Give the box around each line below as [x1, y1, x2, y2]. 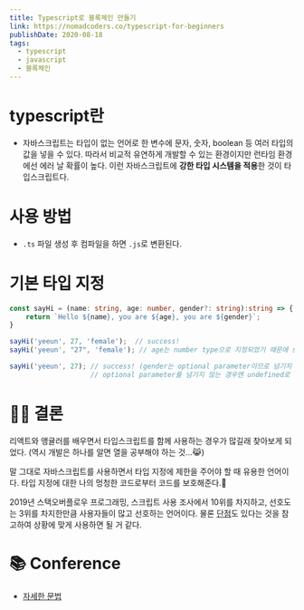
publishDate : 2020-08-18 [9, 30, 103, 39]
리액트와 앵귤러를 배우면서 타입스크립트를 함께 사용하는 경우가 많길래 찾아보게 [9, 435, 283, 446]
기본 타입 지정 [9, 273, 105, 294]
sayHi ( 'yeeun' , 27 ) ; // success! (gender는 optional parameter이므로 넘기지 [9, 362, 292, 372]
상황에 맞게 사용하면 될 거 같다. [33, 518, 142, 530]
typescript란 [9, 106, 104, 127]
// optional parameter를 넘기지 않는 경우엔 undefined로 [90, 370, 290, 379]
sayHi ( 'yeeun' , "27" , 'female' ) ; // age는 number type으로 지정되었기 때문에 [9, 345, 289, 354]
